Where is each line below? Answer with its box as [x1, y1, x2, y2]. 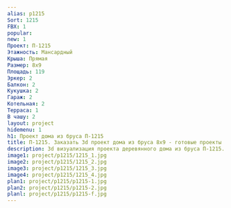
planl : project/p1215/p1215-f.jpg [7, 191, 108, 198]
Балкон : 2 [7, 81, 36, 88]
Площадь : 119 [7, 68, 45, 75]
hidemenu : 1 [7, 126, 42, 133]
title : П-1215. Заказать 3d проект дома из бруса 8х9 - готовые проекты [7, 139, 222, 146]
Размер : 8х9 [7, 62, 42, 69]
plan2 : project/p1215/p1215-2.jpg [7, 184, 108, 191]
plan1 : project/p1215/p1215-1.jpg [7, 177, 108, 184]
